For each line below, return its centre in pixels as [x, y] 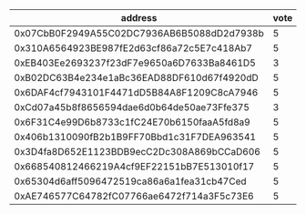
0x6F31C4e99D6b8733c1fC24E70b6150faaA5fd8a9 [132, 122]
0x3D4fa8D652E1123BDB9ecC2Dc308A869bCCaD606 [138, 152]
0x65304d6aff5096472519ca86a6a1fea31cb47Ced [131, 181]
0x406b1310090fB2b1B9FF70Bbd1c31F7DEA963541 [135, 137]
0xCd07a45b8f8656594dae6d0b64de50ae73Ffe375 [132, 107]
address [139, 18]
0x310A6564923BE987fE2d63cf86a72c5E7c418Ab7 [133, 48]
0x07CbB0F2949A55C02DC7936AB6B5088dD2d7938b [139, 33]
